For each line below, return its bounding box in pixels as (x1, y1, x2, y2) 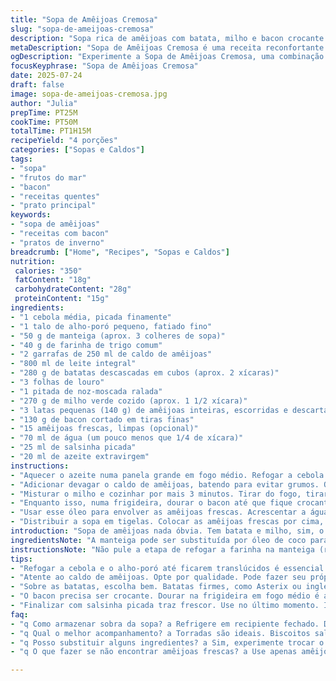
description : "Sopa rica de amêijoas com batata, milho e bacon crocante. (10, 33, 329, 43)
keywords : (10, 210, 52, 220)
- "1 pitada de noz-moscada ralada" (10, 386, 163, 396)
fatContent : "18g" (14, 275, 92, 285)
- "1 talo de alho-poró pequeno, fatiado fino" (10, 321, 213, 331)
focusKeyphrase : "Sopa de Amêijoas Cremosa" (10, 61, 199, 71)
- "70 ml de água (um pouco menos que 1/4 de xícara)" (10, 433, 244, 443)
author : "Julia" (10, 98, 78, 108)
